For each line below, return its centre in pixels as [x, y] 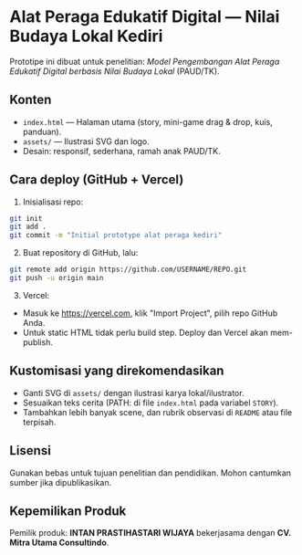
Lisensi [31, 450]
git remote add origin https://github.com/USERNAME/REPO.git [128, 270]
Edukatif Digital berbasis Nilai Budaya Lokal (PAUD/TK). [115, 71]
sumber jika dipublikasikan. [61, 482]
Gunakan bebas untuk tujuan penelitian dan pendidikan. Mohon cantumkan [151, 473]
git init [26, 218]
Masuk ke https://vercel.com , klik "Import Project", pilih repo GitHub [150, 313]
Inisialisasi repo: [53, 202]
